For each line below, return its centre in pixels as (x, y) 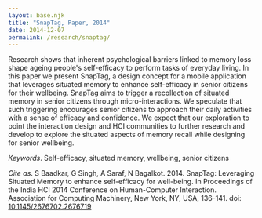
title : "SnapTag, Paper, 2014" (59, 23)
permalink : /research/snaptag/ (59, 37)
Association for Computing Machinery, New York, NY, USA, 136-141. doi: (125, 198)
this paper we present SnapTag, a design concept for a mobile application (127, 76)
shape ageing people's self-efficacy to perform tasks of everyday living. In (129, 68)
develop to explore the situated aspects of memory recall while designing (127, 135)
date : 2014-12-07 (36, 30)
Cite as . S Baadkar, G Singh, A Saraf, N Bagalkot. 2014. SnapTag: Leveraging (131, 173)
